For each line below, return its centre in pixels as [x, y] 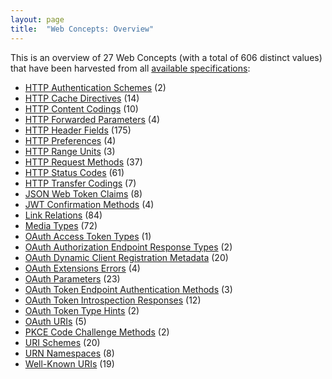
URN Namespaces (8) [69, 353]
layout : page [37, 19]
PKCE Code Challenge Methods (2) [97, 332]
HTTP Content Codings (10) [81, 108]
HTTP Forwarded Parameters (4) [92, 119]
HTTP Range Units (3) [70, 151]
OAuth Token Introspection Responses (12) [113, 300]
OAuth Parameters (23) [72, 278]
